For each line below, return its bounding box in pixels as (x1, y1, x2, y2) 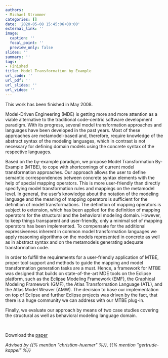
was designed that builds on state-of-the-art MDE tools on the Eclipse (5, 270, 151, 276)
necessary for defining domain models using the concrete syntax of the (5, 143, 154, 149)
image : (5, 31, 19, 36)
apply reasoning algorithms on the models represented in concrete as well (5, 234, 160, 240)
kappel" (5, 347, 22, 353)
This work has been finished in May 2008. (5, 101, 93, 107)
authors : (5, 7, 24, 13)
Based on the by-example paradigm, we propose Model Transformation (5, 158, 154, 164)
